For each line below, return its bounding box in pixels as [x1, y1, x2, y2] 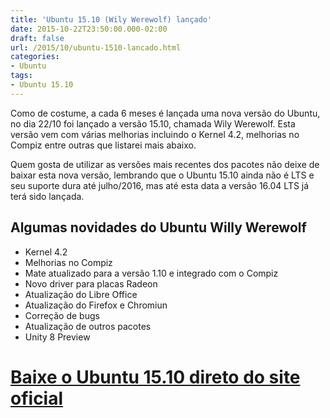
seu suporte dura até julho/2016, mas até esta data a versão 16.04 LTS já [10, 179, 310, 191]
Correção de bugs [24, 309, 100, 321]
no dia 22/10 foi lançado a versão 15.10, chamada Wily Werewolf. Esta [10, 117, 296, 130]
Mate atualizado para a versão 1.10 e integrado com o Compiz [24, 267, 279, 279]
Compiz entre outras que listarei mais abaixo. [10, 139, 197, 151]
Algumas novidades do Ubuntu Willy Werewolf [10, 219, 307, 236]
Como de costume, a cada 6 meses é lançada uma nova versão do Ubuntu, [10, 107, 321, 119]
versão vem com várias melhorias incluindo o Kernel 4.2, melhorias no [10, 128, 300, 140]
